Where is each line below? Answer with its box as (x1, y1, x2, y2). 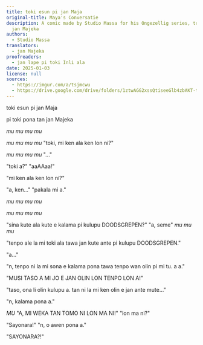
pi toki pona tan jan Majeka (6, 115, 74, 123)
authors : (6, 31, 28, 37)
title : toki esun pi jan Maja (6, 8, 83, 15)
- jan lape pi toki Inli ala (11, 59, 85, 65)
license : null (6, 71, 42, 77)
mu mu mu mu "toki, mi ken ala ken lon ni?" (6, 139, 114, 146)
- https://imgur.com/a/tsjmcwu (11, 82, 91, 88)
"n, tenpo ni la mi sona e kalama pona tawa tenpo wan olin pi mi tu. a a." (6, 262, 185, 269)
